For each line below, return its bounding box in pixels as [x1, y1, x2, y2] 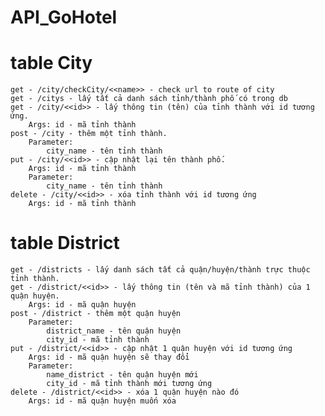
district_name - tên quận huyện [46, 326, 182, 336]
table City [10, 52, 93, 75]
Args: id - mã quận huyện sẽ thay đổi [28, 352, 190, 363]
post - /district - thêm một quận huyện [10, 309, 182, 319]
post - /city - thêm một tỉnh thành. [10, 129, 168, 139]
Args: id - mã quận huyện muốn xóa [28, 396, 177, 406]
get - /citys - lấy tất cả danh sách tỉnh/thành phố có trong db [10, 94, 288, 104]
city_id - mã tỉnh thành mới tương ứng [46, 379, 213, 389]
